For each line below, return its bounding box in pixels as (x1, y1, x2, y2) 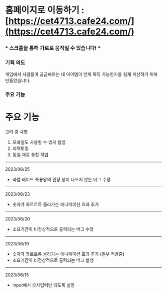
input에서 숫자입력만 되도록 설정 (12, 282, 75, 288)
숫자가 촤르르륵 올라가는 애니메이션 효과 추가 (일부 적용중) (12, 251, 125, 257)
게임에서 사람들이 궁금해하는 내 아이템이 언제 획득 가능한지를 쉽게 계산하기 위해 (5, 72, 158, 77)
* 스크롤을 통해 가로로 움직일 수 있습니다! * (5, 45, 101, 52)
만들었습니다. (5, 77, 31, 83)
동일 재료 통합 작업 (12, 152, 49, 158)
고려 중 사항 (5, 129, 28, 135)
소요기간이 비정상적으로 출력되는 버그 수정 (12, 226, 94, 232)
